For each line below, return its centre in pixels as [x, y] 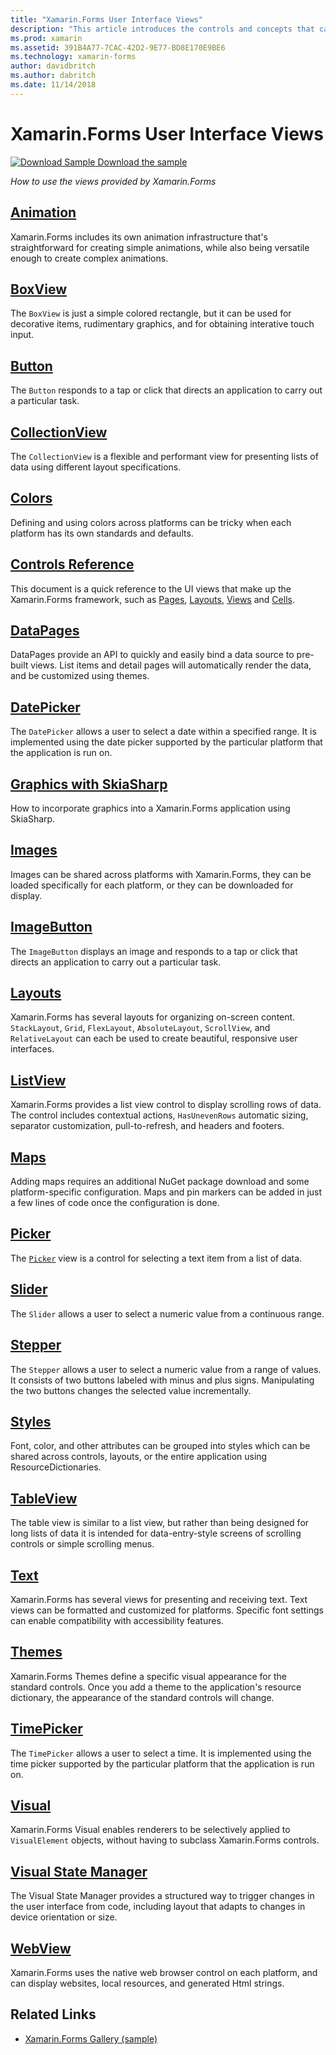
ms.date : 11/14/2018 [53, 85]
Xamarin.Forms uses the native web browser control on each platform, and [164, 1972]
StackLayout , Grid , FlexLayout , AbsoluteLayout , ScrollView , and [140, 1028]
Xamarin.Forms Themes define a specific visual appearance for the [148, 1676]
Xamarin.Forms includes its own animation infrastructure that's [139, 237]
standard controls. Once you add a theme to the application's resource [156, 1687]
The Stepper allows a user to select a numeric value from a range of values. [166, 1369]
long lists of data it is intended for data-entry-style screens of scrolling [156, 1533]
